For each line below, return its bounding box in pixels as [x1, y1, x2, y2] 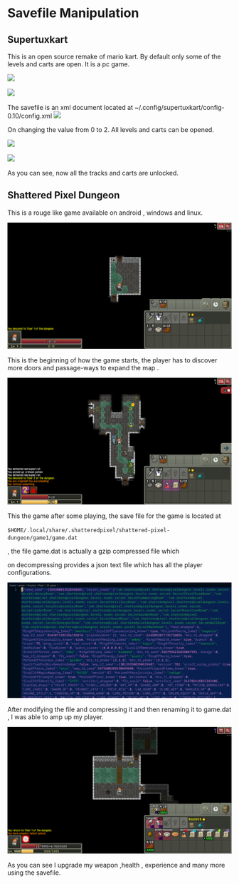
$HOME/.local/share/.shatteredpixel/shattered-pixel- [7, 527, 171, 534]
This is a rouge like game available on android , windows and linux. [7, 208, 203, 217]
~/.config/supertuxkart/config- [134, 103, 225, 111]
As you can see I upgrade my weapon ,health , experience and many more [7, 860, 225, 869]
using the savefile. [7, 868, 61, 877]
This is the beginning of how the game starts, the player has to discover [7, 356, 218, 365]
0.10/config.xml [7, 112, 53, 120]
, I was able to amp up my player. [7, 713, 105, 721]
